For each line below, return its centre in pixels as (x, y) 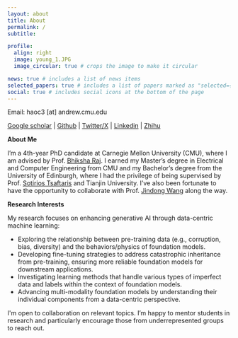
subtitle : (22, 34)
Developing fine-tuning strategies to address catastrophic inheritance (119, 255)
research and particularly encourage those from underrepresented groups (116, 321)
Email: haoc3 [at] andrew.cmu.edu (57, 112)
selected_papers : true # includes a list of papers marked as (101, 86)
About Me (22, 139)
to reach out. (26, 328)
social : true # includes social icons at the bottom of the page (106, 92)
